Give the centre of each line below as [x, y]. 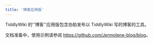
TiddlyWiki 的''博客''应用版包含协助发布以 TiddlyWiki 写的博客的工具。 [77, 24]
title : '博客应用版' [24, 10]
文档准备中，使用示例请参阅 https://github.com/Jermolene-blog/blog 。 [78, 35]
